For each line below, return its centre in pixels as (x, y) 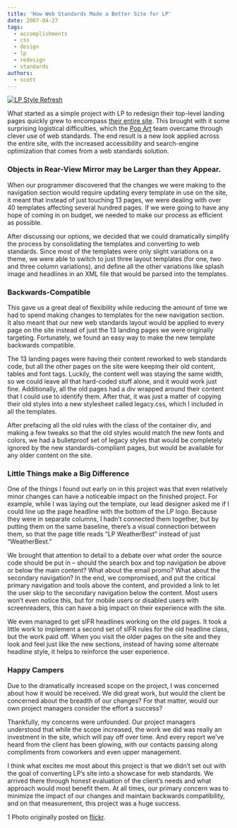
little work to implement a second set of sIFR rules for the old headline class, (118, 629)
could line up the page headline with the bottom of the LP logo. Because (112, 512)
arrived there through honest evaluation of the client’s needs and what (109, 781)
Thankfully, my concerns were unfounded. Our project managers (102, 722)
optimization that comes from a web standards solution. (88, 151)
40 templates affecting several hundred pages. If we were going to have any (118, 207)
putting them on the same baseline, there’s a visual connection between (112, 527)
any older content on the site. (50, 455)
